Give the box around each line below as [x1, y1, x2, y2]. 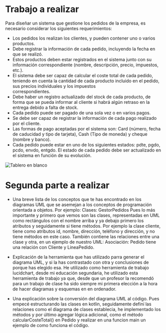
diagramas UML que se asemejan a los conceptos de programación [12, 202, 152, 208]
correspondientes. [12, 88, 50, 94]
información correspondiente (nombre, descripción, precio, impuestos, [12, 62, 159, 68]
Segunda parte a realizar [5, 180, 110, 191]
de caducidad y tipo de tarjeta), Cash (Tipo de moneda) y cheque [12, 131, 147, 137]
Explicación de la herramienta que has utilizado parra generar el [12, 254, 144, 260]
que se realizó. [12, 51, 43, 57]
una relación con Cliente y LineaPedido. [12, 244, 94, 250]
